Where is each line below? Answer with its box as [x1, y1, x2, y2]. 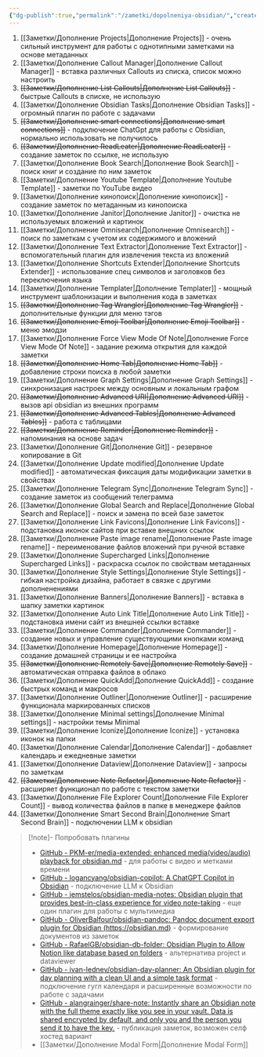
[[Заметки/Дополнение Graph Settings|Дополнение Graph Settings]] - [20, 375, 254, 385]
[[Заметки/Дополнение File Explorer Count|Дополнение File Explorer [20, 792, 249, 802]
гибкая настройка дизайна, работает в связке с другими [20, 575, 211, 585]
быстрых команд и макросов [20, 684, 118, 693]
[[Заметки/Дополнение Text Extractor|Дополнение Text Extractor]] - [20, 241, 248, 251]
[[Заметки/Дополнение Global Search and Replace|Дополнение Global [20, 500, 255, 510]
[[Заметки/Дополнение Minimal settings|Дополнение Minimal [20, 708, 225, 719]
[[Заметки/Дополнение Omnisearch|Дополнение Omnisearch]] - [20, 225, 235, 234]
